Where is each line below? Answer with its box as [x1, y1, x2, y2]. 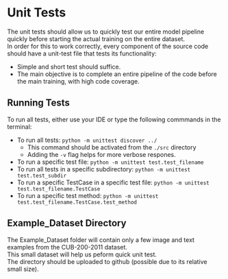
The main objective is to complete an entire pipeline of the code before [16, 70, 218, 78]
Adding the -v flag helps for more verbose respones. [27, 150, 176, 158]
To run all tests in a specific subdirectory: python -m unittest [16, 165, 191, 173]
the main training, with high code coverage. [16, 77, 140, 85]
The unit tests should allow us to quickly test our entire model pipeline [7, 27, 205, 36]
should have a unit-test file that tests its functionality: [7, 49, 157, 58]
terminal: [7, 122, 32, 131]
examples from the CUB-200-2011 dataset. [7, 243, 128, 251]
